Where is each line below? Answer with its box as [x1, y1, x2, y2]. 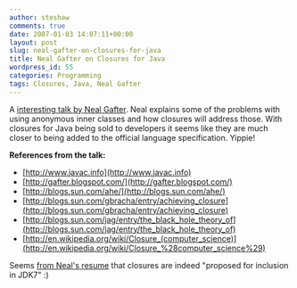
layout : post [9, 37, 58, 47]
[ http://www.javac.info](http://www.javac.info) [21, 167, 192, 177]
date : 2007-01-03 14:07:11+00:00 [9, 29, 134, 38]
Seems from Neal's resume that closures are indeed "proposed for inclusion [9, 259, 289, 270]
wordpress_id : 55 [9, 63, 74, 72]
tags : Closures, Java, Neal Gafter [9, 79, 142, 88]
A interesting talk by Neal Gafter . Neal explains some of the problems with [9, 103, 281, 114]
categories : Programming [9, 71, 102, 80]
